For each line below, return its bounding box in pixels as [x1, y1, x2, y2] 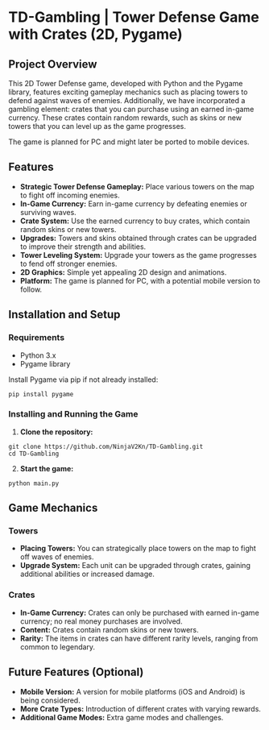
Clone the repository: [19, 427, 93, 437]
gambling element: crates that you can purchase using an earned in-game [8, 105, 255, 114]
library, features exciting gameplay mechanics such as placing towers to [8, 87, 248, 97]
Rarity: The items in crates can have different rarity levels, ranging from [19, 633, 259, 643]
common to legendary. [19, 641, 95, 652]
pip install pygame [8, 390, 74, 398]
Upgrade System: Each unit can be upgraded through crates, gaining [19, 561, 251, 570]
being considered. [19, 695, 81, 705]
